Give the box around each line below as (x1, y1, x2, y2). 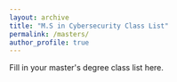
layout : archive (9, 12, 69, 22)
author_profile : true (9, 37, 90, 47)
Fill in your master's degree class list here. (9, 62, 165, 73)
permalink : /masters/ (9, 29, 90, 38)
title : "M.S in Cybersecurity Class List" (9, 21, 169, 30)
